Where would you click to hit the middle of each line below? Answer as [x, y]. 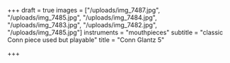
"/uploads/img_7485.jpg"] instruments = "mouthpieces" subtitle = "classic [115, 32]
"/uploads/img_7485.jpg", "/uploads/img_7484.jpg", [82, 17]
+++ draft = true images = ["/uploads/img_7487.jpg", [84, 10]
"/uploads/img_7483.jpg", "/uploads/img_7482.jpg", [82, 25]
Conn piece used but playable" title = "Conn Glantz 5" [86, 40]
